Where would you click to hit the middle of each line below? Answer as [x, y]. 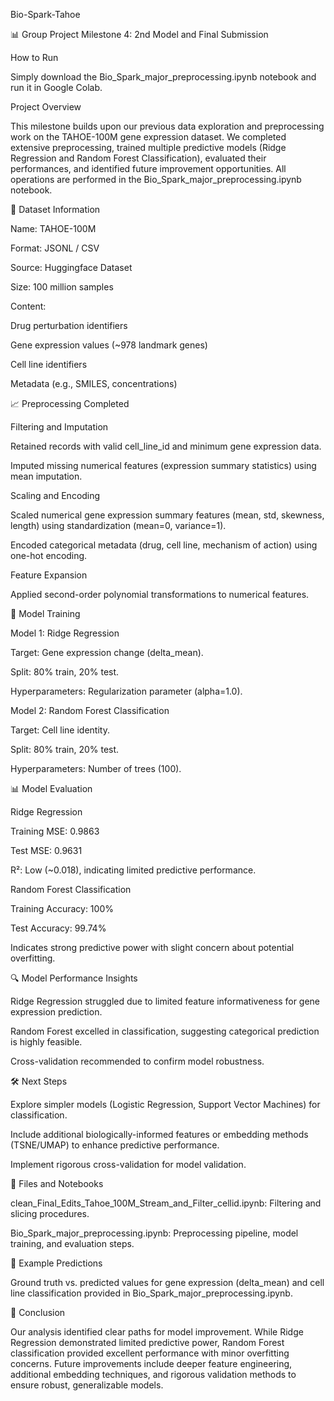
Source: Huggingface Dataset [71, 267]
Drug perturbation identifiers [69, 325]
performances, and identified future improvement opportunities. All [148, 168]
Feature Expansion [49, 575]
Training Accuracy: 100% [62, 908]
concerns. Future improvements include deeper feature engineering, [151, 1363]
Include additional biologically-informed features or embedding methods [159, 1134]
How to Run [34, 57]
